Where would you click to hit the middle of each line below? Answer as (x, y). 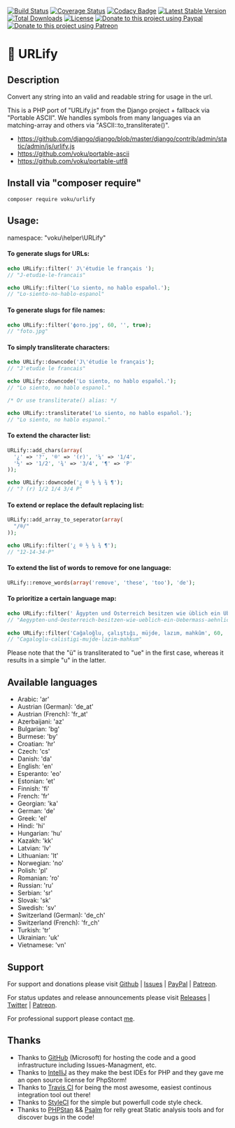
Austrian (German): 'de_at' (55, 707)
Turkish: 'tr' (34, 930)
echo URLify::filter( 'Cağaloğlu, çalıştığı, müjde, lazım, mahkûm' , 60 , (115, 633)
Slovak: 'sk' (34, 900)
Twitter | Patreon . (32, 1005)
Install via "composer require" (74, 183)
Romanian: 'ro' (38, 878)
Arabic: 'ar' (34, 699)
